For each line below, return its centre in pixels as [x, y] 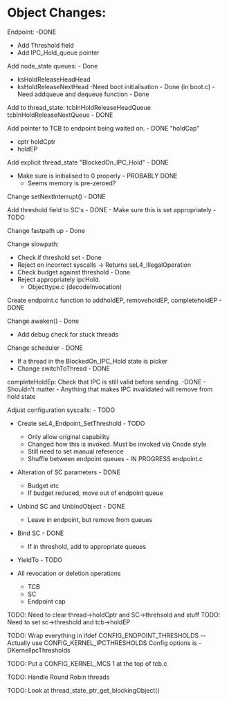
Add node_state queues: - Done [53, 66]
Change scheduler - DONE [45, 348]
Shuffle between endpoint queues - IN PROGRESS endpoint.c [115, 458]
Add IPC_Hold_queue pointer [58, 53]
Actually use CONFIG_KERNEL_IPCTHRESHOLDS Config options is [102, 643]
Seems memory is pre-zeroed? [72, 183]
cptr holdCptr [36, 141]
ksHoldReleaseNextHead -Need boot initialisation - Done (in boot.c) [114, 86]
